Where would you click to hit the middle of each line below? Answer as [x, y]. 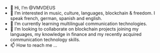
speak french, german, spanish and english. [56, 18]
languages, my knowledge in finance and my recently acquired [76, 34]
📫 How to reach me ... [34, 45]
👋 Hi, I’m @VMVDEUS [33, 8]
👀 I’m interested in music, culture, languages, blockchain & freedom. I [83, 13]
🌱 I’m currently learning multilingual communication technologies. [78, 23]
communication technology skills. [45, 39]
